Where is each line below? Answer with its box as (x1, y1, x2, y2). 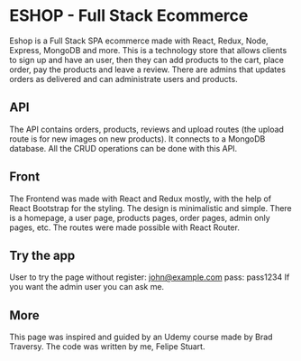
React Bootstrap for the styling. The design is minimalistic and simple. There (9, 202, 293, 213)
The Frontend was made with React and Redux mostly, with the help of (9, 193, 272, 204)
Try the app (9, 247, 76, 263)
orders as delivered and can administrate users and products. (9, 73, 238, 84)
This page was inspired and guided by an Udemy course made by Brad (9, 331, 273, 343)
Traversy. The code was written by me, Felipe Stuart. (9, 341, 205, 352)
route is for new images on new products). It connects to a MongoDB (9, 133, 266, 144)
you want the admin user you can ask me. (9, 282, 165, 292)
